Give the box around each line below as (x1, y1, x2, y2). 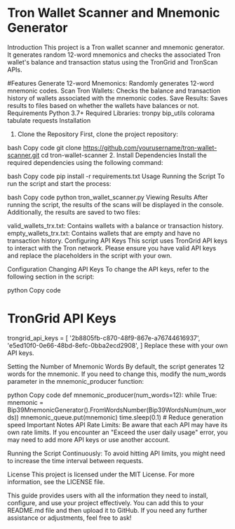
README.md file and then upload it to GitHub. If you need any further (7, 506, 208, 514)
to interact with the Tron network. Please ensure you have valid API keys (7, 243, 216, 252)
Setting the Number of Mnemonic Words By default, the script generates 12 (7, 362, 225, 370)
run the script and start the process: (7, 179, 112, 187)
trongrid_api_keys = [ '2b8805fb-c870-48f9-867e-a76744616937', (7, 333, 201, 342)
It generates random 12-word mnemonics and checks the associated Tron (7, 51, 221, 59)
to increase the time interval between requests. (7, 456, 144, 464)
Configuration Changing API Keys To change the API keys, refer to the (7, 264, 209, 273)
